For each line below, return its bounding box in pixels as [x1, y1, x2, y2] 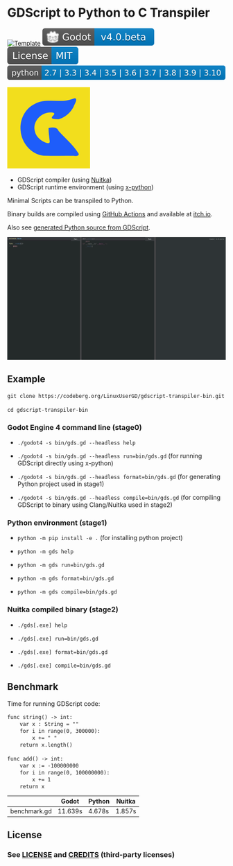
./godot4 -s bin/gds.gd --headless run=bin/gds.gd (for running [17, 452, 202, 460]
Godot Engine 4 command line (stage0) [7, 422, 142, 432]
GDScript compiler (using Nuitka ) [17, 175, 112, 184]
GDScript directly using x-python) [17, 459, 114, 467]
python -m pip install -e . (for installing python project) [17, 534, 183, 542]
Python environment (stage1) [7, 518, 107, 528]
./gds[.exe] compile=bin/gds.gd [17, 662, 111, 669]
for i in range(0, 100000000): [19, 769, 110, 776]
